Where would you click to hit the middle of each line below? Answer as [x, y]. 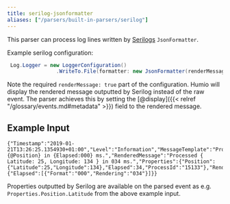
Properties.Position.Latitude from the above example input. [94, 194]
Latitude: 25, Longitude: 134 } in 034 [64, 162]
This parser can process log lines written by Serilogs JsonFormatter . [103, 39]
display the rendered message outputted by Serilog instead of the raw [106, 92]
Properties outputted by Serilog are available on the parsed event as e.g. [110, 186]
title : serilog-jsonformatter [50, 13]
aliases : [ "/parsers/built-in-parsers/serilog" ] [78, 20]
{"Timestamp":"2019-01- [41, 144]
